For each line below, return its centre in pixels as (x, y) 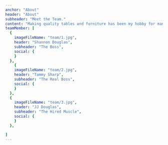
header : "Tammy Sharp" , (39, 75)
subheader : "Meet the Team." (35, 19)
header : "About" (22, 14)
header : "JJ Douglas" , (38, 107)
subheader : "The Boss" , (39, 47)
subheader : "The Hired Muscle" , (48, 112)
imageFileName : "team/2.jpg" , (46, 70)
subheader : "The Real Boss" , (44, 79)
